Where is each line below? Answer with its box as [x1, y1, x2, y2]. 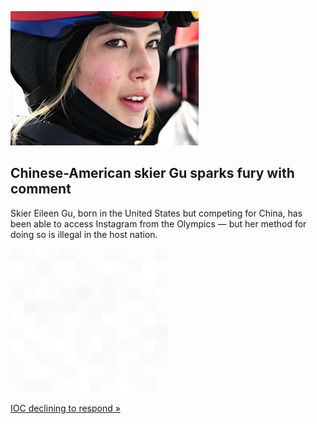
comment [10, 181, 72, 198]
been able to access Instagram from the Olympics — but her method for [10, 217, 307, 230]
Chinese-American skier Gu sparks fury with [10, 165, 295, 182]
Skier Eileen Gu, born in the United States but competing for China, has [10, 207, 303, 219]
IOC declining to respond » [10, 402, 121, 414]
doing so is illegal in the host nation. [10, 228, 158, 240]
